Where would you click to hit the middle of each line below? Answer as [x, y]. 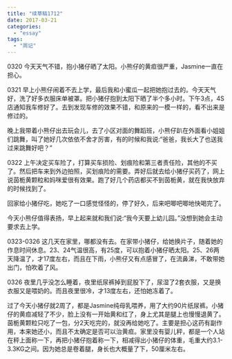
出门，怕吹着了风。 [35, 267]
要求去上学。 [25, 227]
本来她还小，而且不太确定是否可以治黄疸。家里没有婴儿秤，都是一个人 [119, 331]
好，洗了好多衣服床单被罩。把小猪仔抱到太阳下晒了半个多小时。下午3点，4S [116, 98]
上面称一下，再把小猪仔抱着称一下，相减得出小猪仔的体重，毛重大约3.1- [121, 340]
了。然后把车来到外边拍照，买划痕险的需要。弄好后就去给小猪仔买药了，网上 [116, 171]
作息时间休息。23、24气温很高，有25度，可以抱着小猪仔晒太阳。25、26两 [113, 250]
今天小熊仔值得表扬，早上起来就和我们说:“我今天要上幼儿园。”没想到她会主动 [115, 218]
